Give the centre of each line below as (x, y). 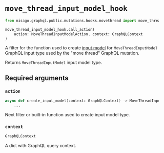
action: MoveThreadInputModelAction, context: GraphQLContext (78, 34)
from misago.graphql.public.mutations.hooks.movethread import (71, 21)
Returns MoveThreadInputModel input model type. (54, 63)
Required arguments (37, 78)
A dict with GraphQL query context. (41, 146)
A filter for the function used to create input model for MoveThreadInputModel (81, 48)
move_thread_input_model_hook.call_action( (50, 29)
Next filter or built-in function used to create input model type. (68, 114)
